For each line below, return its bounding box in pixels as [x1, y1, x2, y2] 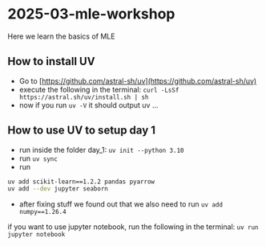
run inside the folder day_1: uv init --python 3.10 [18, 145, 184, 154]
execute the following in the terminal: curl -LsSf [18, 84, 179, 94]
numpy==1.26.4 [18, 208, 66, 216]
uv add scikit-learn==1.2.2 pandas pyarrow [7, 178, 155, 186]
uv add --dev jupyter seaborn [7, 185, 109, 193]
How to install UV [7, 55, 95, 68]
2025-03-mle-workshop [7, 5, 175, 23]
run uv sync [18, 154, 58, 163]
